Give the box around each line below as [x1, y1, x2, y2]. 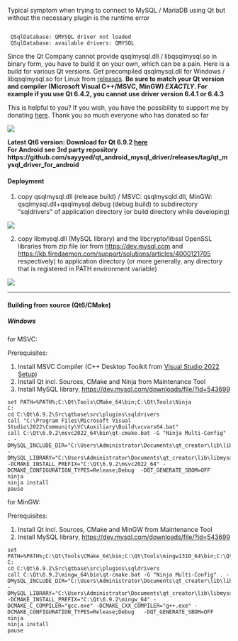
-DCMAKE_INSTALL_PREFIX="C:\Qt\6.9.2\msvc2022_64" [7, 460, 160, 467]
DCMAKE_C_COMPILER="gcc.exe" [7, 602, 93, 609]
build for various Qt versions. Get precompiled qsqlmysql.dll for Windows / [7, 67, 225, 75]
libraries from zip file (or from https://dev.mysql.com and [17, 242, 183, 251]
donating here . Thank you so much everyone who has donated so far [7, 111, 209, 119]
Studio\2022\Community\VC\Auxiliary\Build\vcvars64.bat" [7, 423, 179, 431]
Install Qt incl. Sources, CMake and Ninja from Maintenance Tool [17, 377, 206, 385]
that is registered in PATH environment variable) [17, 265, 157, 273]
